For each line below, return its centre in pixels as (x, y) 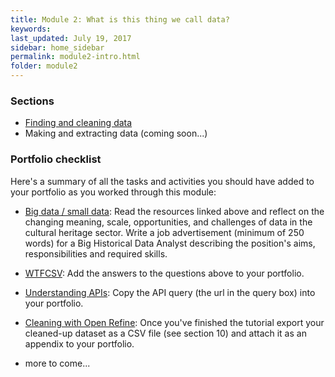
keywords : (31, 29)
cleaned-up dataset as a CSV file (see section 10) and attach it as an (165, 333)
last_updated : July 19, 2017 (71, 38)
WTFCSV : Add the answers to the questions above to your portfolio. (164, 273)
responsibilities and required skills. (96, 253)
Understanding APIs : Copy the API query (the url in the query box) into (170, 292)
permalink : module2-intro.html (75, 57)
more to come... (57, 363)
